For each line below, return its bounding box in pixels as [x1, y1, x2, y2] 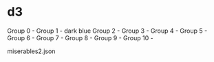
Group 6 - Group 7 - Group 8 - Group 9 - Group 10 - [7, 33, 153, 42]
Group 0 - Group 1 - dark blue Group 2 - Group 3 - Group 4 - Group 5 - [7, 27, 208, 35]
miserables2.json [7, 47, 56, 55]
